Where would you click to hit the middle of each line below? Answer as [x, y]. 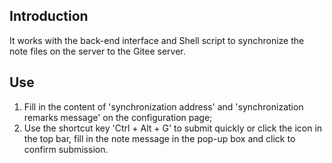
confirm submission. [66, 149]
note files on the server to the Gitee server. [97, 51]
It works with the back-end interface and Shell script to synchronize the [157, 40]
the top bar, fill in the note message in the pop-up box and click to [159, 138]
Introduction [49, 16]
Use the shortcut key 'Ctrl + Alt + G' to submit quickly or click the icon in [173, 128]
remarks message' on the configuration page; [118, 117]
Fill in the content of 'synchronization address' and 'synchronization [163, 106]
